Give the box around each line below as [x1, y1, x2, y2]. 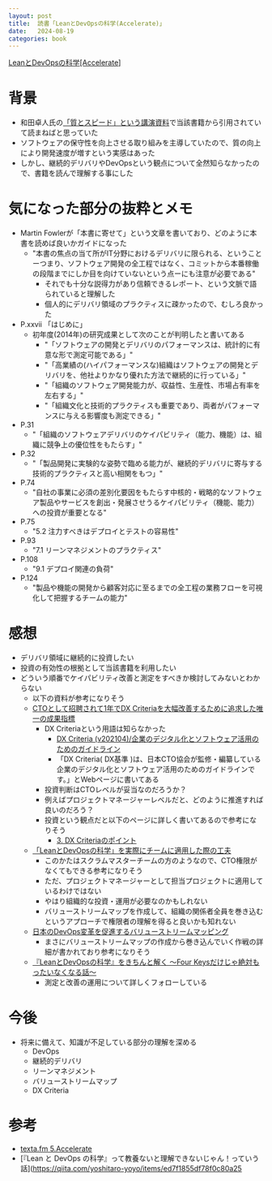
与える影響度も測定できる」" [66, 411, 161, 420]
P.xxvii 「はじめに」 [19, 320, 87, 330]
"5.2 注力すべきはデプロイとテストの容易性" [32, 527, 180, 537]
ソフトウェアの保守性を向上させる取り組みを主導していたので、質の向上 [19, 138, 261, 148]
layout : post [8, 11, 53, 20]
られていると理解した [44, 289, 116, 299]
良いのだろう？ [44, 805, 95, 815]
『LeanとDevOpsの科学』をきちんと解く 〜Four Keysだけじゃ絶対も [32, 957, 260, 967]
